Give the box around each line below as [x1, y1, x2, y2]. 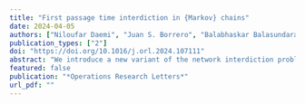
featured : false [9, 64, 71, 73]
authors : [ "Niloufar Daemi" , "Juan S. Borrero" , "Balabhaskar [9, 30, 250, 39]
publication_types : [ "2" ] [9, 38, 107, 48]
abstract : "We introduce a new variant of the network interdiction [9, 55, 274, 64]
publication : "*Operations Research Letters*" [9, 72, 189, 81]
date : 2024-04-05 [9, 22, 75, 31]
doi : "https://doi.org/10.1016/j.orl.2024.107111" [9, 47, 205, 56]
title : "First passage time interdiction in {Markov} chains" [9, 13, 250, 23]
